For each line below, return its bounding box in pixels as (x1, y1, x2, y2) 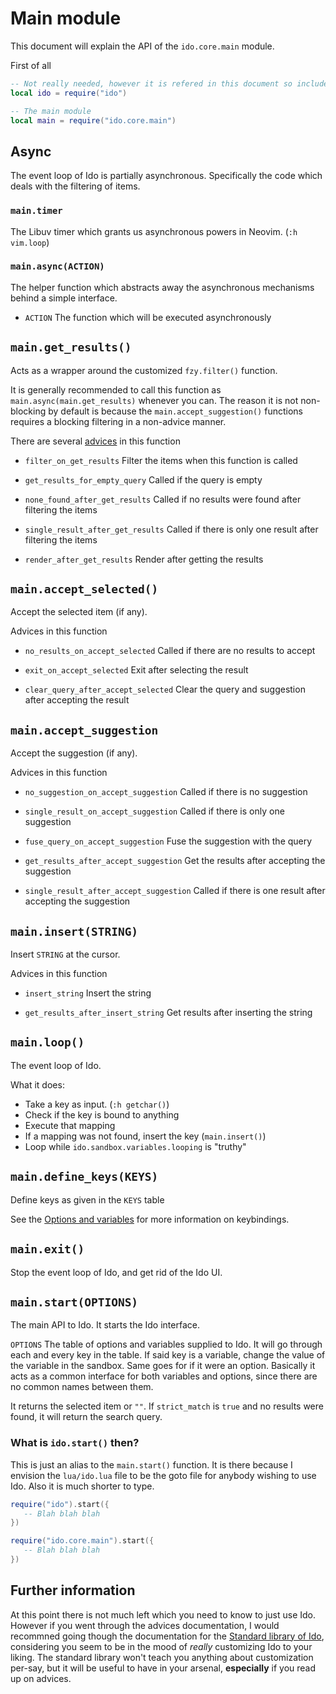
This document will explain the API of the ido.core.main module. (10, 40, 275, 52)
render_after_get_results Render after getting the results (24, 553, 264, 565)
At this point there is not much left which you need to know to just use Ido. (10, 1608, 317, 1621)
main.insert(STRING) (10, 924, 139, 939)
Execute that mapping (24, 1119, 116, 1131)
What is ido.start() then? (10, 1436, 140, 1450)
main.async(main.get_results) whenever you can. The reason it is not (10, 394, 299, 406)
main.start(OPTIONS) (10, 1295, 139, 1309)
